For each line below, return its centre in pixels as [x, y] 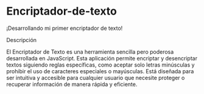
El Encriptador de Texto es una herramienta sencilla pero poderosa [90, 52]
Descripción [22, 40]
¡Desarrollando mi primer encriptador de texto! [65, 28]
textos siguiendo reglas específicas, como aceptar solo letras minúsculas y [100, 65]
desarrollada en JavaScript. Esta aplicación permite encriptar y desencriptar [102, 58]
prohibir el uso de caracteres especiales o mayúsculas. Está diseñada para [100, 71]
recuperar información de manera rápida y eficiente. [72, 84]
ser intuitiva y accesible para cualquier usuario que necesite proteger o [96, 78]
